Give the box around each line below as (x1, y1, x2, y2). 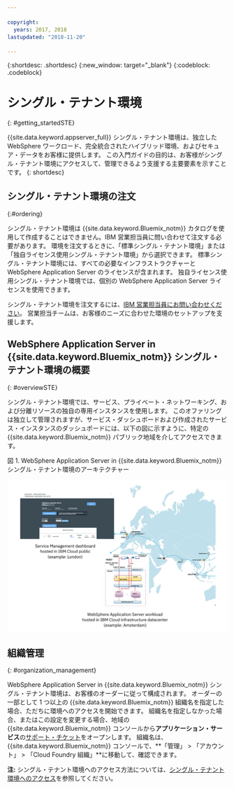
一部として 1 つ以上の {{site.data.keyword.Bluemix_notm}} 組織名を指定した (7, 698, 225, 706)
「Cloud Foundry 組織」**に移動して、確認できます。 (27, 750, 180, 759)
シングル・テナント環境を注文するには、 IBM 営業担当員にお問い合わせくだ (7, 300, 222, 308)
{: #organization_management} (7, 666, 96, 675)
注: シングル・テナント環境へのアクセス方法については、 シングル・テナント (7, 765, 225, 774)
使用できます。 (31, 285, 75, 293)
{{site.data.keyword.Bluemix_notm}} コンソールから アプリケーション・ (7, 725, 211, 733)
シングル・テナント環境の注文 (7, 190, 136, 202)
